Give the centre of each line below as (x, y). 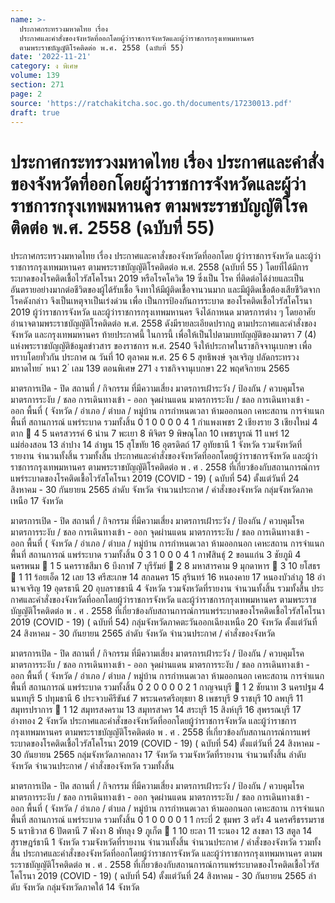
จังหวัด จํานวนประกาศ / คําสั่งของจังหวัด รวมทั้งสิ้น (92, 766)
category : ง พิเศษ (44, 66)
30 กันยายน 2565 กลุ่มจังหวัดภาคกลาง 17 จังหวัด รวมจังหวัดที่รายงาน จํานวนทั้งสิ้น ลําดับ (158, 755)
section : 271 (37, 85)
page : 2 (26, 94)
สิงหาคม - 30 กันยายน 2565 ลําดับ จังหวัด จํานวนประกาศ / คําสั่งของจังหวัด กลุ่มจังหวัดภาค (161, 490)
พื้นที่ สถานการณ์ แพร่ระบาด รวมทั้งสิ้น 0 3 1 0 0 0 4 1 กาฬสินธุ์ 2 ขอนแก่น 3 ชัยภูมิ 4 (156, 555)
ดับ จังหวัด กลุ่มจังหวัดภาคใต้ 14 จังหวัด (75, 887)
